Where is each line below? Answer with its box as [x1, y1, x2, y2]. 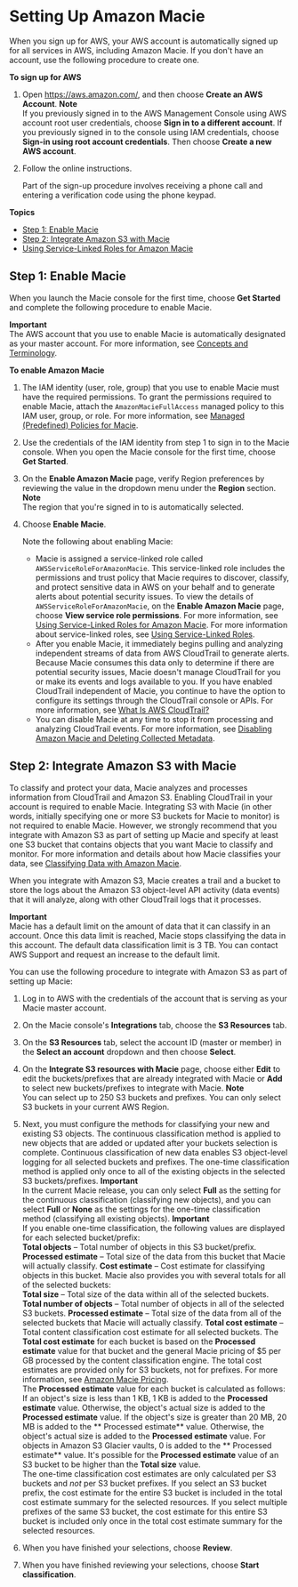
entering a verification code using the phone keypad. [21, 189, 216, 200]
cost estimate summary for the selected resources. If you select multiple [21, 1496, 287, 1507]
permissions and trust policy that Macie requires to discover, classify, [35, 572, 290, 583]
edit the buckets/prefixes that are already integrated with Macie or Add [21, 1073, 283, 1084]
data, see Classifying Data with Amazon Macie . [9, 858, 182, 868]
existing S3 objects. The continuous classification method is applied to [21, 1128, 282, 1139]
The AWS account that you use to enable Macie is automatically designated [9, 328, 286, 339]
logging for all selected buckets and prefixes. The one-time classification [21, 1156, 290, 1167]
